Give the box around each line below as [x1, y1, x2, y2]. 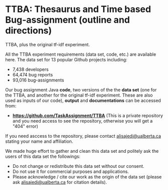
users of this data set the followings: [5, 153, 80, 159]
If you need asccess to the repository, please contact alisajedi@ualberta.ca [5, 133, 161, 139]
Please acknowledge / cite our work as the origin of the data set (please [12, 173, 162, 179]
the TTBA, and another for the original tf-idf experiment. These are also [5, 92, 153, 98]
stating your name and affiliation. [5, 138, 73, 144]
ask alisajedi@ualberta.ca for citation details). [12, 179, 107, 185]
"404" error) [12, 123, 39, 129]
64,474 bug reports [12, 71, 53, 77]
